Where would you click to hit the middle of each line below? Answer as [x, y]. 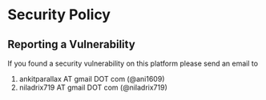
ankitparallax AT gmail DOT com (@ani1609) [92, 79]
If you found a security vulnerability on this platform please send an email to [133, 63]
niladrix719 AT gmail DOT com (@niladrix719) [93, 87]
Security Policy [59, 15]
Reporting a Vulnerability [71, 44]
